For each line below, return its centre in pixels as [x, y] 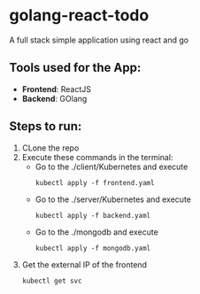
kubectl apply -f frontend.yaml [95, 182]
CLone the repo [50, 148]
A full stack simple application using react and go [99, 40]
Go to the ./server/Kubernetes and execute [113, 199]
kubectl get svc [52, 281]
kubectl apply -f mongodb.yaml [93, 248]
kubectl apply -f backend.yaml [93, 215]
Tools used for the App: [75, 68]
